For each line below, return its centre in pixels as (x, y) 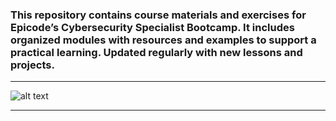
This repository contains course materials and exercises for (158, 15)
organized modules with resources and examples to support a (163, 40)
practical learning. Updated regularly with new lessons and (156, 52)
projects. (32, 65)
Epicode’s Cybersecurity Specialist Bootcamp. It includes (152, 27)
